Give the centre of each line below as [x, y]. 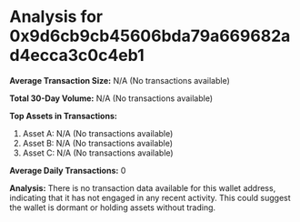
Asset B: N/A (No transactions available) [98, 143]
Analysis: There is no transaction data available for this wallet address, [143, 187]
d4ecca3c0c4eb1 [77, 55]
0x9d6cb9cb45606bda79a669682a [150, 36]
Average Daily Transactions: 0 [68, 170]
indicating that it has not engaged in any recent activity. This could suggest [150, 197]
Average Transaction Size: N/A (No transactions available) [120, 80]
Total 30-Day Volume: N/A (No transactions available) [111, 98]
